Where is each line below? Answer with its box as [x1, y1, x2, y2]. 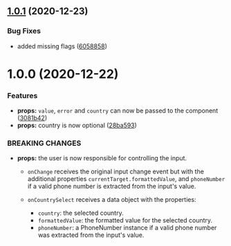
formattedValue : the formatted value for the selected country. [37, 216, 213, 225]
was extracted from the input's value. [37, 231, 145, 239]
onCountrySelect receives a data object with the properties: [27, 196, 196, 204]
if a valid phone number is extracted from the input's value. [27, 182, 196, 191]
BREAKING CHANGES [7, 138, 82, 148]
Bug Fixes [7, 26, 41, 36]
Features [7, 91, 38, 100]
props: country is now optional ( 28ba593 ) [17, 121, 137, 130]
